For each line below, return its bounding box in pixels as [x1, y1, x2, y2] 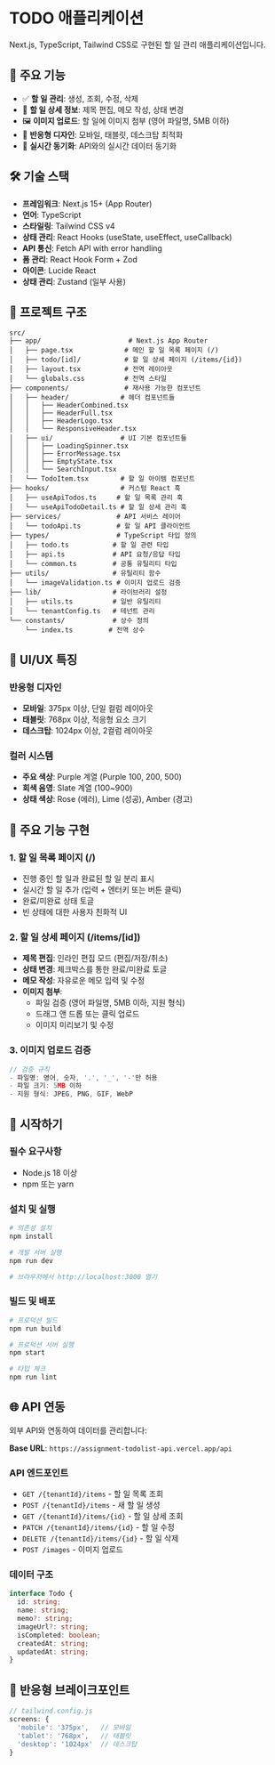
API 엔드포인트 [9, 1466, 69, 1478]
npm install [9, 1232, 53, 1241]
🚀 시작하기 [9, 1116, 64, 1131]
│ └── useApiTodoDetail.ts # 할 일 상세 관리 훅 [9, 503, 187, 512]
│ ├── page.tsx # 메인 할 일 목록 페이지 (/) [9, 346, 219, 355]
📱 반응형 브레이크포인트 [9, 1682, 130, 1697]
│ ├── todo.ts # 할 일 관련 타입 [9, 540, 169, 550]
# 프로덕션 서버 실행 [9, 1340, 75, 1349]
